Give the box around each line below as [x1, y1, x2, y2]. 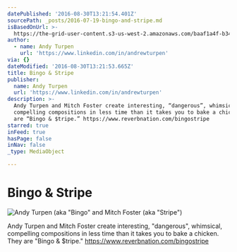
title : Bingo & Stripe [7, 69, 74, 76]
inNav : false [7, 142, 46, 149]
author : [7, 37, 30, 44]
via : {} [7, 56, 30, 64]
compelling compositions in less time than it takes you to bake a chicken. [7, 229, 219, 237]
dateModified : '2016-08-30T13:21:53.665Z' [7, 63, 134, 70]
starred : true [7, 121, 49, 129]
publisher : [7, 76, 39, 83]
